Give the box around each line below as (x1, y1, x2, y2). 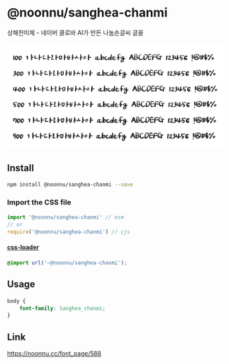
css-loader (7, 243, 39, 252)
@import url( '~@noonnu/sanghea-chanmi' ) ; (7, 259, 128, 266)
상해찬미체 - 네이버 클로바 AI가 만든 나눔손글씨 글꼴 (7, 28, 144, 36)
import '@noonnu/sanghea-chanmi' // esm (7, 214, 125, 221)
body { (7, 297, 26, 304)
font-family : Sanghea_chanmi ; (19, 305, 106, 312)
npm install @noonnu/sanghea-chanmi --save (7, 181, 134, 188)
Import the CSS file (7, 197, 72, 207)
